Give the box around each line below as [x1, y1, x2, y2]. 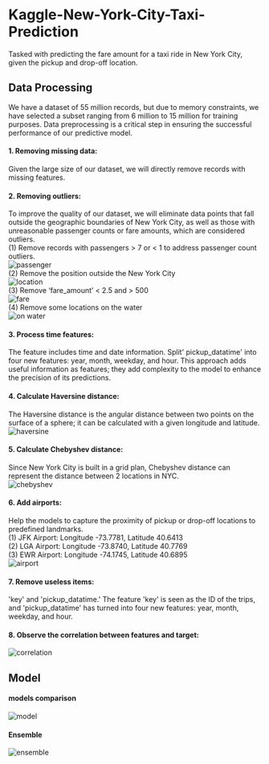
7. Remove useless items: [8, 576, 95, 587]
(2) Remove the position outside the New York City [8, 269, 176, 278]
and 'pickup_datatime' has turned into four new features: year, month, [8, 603, 239, 613]
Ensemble [8, 729, 43, 739]
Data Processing [8, 81, 93, 95]
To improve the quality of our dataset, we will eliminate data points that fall [8, 209, 255, 218]
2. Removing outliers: [8, 191, 82, 201]
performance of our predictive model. [8, 128, 132, 137]
